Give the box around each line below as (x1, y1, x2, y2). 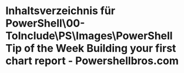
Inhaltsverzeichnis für (5, 4, 116, 18)
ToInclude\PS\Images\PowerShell (5, 29, 173, 42)
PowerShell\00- (5, 16, 85, 30)
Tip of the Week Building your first (5, 42, 176, 55)
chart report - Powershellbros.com (5, 54, 179, 68)
